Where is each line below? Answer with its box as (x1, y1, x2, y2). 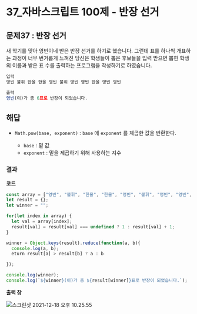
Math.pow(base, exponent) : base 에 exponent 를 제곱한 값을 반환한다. (14, 130, 176, 137)
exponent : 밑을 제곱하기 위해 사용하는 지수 (23, 149, 122, 156)
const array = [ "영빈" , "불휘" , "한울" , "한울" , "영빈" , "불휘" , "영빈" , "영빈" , (6, 191, 192, 197)
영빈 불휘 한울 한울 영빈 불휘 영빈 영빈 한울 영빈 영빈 (6, 79, 122, 85)
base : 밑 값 (23, 142, 50, 149)
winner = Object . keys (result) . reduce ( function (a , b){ (6, 240, 141, 246)
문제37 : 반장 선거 (6, 31, 66, 40)
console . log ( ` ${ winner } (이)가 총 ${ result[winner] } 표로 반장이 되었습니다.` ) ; (6, 278, 188, 283)
